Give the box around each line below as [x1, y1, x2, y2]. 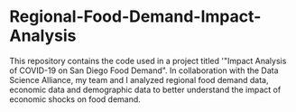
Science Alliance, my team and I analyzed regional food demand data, [9, 74, 269, 85]
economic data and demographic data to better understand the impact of [9, 84, 282, 95]
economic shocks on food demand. [9, 93, 142, 105]
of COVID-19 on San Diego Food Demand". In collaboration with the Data [9, 65, 279, 76]
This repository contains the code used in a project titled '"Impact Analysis [9, 55, 287, 66]
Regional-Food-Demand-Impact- [9, 6, 262, 27]
